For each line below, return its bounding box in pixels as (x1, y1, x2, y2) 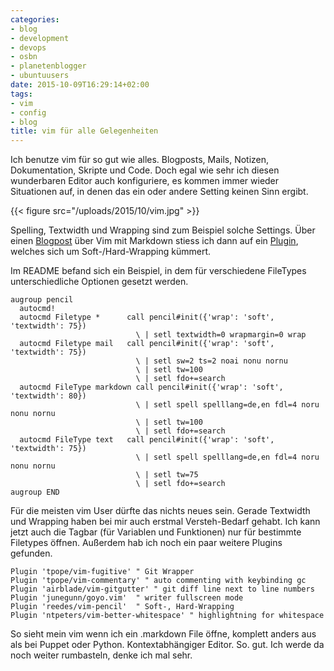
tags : (10, 89, 33, 99)
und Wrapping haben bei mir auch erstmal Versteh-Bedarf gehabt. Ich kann (10, 516, 321, 528)
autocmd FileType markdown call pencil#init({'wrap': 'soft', (19, 382, 284, 393)
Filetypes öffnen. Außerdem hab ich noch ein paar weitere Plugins (10, 537, 283, 549)
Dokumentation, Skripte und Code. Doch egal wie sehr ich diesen (10, 164, 280, 176)
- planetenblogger (10, 61, 87, 71)
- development (10, 33, 70, 43)
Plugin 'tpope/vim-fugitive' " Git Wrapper (10, 567, 195, 577)
